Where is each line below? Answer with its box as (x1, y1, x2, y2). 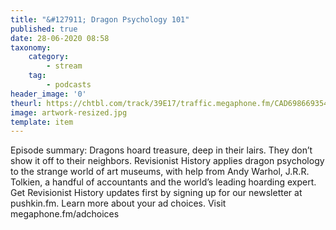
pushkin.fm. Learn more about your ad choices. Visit (10, 197, 227, 210)
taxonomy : (10, 42, 52, 53)
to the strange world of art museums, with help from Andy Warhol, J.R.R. (10, 166, 310, 178)
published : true (10, 24, 78, 34)
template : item (10, 117, 74, 127)
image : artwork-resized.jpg (10, 107, 128, 118)
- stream (46, 61, 83, 71)
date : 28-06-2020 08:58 (10, 33, 110, 43)
